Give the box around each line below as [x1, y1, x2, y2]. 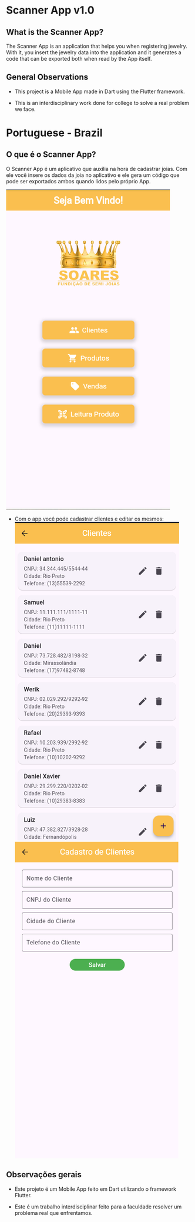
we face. [14, 106, 36, 113]
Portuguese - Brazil [6, 126, 103, 139]
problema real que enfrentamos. [14, 1209, 93, 1216]
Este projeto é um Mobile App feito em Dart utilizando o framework [14, 1185, 177, 1193]
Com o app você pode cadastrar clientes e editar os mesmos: [14, 515, 164, 522]
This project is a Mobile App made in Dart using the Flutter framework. [14, 88, 185, 95]
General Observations [6, 72, 89, 83]
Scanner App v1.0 [6, 4, 95, 17]
